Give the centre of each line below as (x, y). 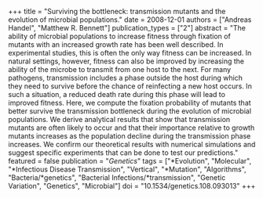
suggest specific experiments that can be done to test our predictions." (123, 153)
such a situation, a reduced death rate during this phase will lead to (117, 94)
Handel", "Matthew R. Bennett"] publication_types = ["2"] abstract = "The (127, 28)
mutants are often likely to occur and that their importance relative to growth (131, 128)
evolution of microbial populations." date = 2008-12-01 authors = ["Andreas (130, 20)
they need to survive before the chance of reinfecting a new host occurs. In (130, 86)
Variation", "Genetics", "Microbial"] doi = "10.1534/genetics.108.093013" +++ (132, 186)
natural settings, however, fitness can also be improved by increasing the (126, 61)
